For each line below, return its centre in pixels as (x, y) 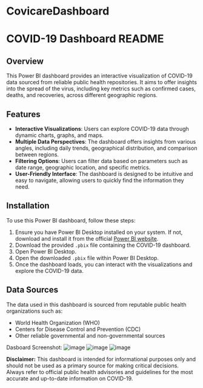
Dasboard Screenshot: (34, 347)
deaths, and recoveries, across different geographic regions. (82, 95)
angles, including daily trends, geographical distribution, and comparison (106, 148)
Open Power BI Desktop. (46, 251)
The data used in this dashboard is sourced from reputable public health (96, 304)
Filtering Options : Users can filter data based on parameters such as (101, 161)
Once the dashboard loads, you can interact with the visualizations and (104, 264)
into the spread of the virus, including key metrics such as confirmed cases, (101, 89)
